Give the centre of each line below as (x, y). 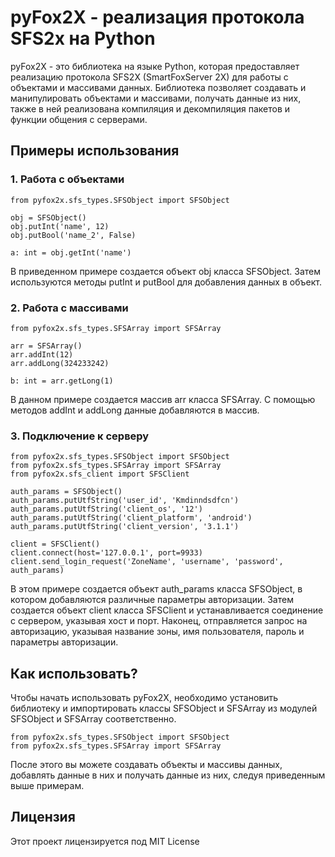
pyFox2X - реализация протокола (157, 17)
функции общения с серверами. (79, 119)
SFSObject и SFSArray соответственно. (93, 719)
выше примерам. (47, 786)
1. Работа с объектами (67, 179)
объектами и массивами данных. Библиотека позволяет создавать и (158, 87)
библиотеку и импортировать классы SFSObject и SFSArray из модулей (164, 708)
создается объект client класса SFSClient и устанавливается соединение (167, 610)
